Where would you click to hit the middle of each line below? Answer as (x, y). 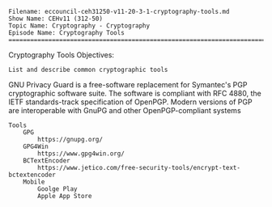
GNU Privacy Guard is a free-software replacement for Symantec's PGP (128, 84)
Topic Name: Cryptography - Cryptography (79, 26)
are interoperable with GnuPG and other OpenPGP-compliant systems (125, 110)
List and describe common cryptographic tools (88, 70)
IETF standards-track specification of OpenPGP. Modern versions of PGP (130, 102)
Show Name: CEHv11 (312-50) (56, 19)
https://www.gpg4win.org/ (81, 154)
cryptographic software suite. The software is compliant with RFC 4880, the (135, 93)
